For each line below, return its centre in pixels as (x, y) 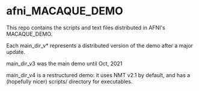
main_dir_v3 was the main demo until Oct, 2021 (64, 63)
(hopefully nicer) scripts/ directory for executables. (69, 81)
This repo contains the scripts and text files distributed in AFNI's (86, 28)
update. (16, 51)
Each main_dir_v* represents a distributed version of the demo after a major (100, 45)
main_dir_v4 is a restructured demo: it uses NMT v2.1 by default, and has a (98, 75)
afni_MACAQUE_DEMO (65, 11)
